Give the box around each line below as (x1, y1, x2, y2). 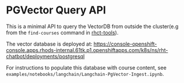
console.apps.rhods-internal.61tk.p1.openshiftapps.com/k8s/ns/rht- (6, 46, 168, 53)
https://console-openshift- (93, 40, 157, 47)
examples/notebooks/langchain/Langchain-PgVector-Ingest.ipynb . (6, 70, 164, 77)
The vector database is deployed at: (6, 40, 93, 47)
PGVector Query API (6, 4, 107, 17)
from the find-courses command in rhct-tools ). (6, 29, 119, 36)
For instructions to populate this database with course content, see (6, 64, 167, 71)
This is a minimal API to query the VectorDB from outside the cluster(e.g (6, 23, 179, 30)
